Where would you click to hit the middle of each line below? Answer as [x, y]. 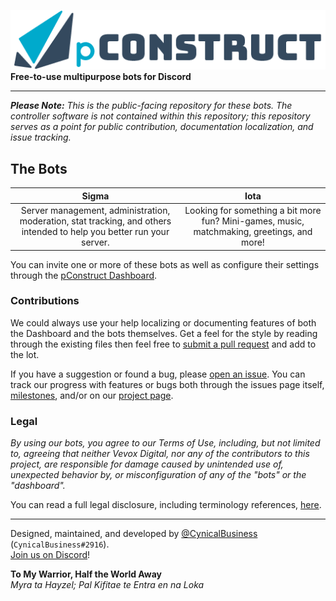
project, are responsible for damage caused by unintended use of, [147, 464]
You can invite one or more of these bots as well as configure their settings [165, 264]
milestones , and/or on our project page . [92, 395]
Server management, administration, [95, 211]
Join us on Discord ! [50, 555]
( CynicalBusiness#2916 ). [60, 544]
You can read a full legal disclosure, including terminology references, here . [166, 505]
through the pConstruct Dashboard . [84, 275]
